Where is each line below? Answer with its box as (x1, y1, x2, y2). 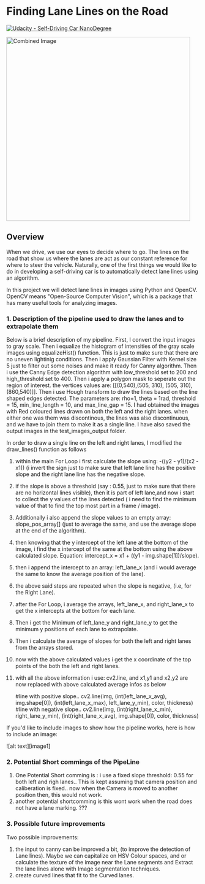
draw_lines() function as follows (6, 446, 87, 453)
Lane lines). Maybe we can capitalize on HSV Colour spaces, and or (15, 851, 187, 859)
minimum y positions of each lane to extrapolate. (15, 626, 138, 633)
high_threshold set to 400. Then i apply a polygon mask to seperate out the (6, 375, 196, 383)
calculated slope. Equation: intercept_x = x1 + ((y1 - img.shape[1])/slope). (15, 552, 199, 559)
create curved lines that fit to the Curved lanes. (15, 871, 135, 878)
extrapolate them (6, 322, 59, 331)
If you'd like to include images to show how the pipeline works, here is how (6, 724, 196, 731)
